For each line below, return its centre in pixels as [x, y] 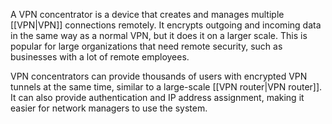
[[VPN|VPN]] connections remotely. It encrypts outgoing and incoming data [166, 25]
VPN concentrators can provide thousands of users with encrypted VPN [159, 76]
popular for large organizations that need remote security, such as [146, 46]
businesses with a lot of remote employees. [100, 57]
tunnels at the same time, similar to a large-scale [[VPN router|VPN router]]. [166, 87]
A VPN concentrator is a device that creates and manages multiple [147, 14]
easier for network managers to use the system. [109, 108]
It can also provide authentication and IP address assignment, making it [157, 97]
